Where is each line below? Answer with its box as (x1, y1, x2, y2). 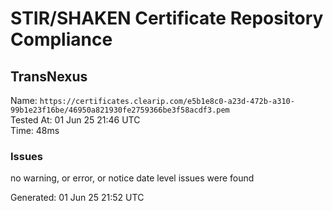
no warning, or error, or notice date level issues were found (10, 172, 255, 184)
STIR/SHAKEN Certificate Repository (10, 7, 324, 30)
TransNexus (10, 68, 88, 85)
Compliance (10, 28, 113, 51)
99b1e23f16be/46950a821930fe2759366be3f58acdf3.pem (10, 105, 230, 115)
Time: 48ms (10, 125, 60, 136)
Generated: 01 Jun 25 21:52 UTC (10, 192, 145, 204)
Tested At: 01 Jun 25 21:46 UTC (10, 114, 141, 126)
